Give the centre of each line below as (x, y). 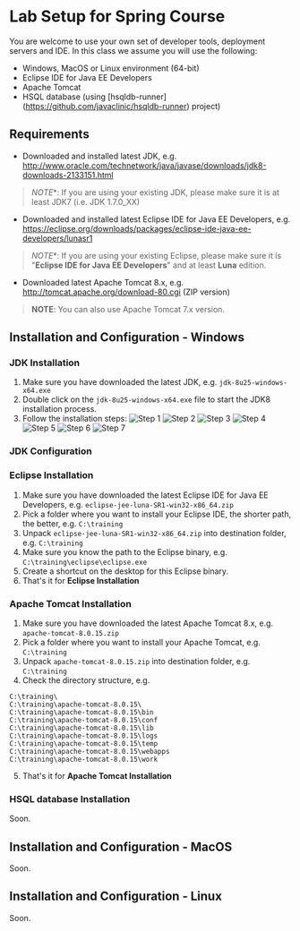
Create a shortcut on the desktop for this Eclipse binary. (125, 571)
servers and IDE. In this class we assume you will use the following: (133, 50)
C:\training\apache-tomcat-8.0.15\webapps (90, 751)
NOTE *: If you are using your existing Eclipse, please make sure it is (156, 255)
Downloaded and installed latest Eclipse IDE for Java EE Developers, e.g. (156, 219)
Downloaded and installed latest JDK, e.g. (99, 156)
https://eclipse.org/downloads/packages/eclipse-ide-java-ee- (137, 228)
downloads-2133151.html (68, 175)
